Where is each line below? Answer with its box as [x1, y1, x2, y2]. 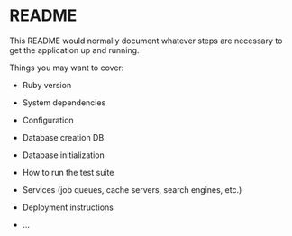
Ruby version [22, 79, 72, 90]
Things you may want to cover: [9, 62, 124, 73]
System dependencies [22, 96, 106, 108]
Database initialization [22, 150, 105, 160]
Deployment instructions [22, 202, 114, 213]
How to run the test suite [22, 167, 114, 177]
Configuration [22, 114, 74, 125]
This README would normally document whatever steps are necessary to [9, 35, 283, 46]
